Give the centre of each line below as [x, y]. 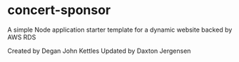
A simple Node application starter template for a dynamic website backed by [120, 30]
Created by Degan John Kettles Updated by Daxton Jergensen [99, 51]
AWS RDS [22, 37]
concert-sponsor [59, 10]
